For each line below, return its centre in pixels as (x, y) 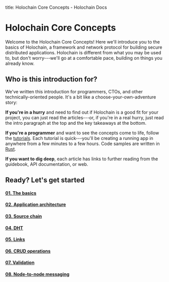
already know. (20, 63)
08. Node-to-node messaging (37, 274)
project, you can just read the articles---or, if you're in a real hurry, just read (84, 117)
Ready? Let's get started (45, 180)
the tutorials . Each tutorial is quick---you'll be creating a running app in (79, 138)
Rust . (11, 149)
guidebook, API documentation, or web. (47, 164)
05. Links (15, 239)
